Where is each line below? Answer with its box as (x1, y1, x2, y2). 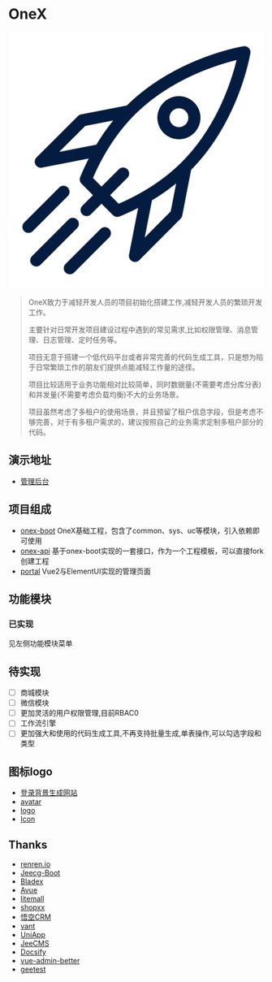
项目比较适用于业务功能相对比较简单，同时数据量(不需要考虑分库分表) (28, 379, 262, 389)
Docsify (19, 947, 47, 957)
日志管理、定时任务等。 (42, 335, 122, 344)
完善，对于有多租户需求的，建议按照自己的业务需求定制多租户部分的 (35, 417, 264, 426)
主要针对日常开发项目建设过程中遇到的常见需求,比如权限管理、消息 (28, 324, 252, 334)
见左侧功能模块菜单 (8, 638, 73, 648)
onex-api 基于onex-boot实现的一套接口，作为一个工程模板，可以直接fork (19, 546, 264, 556)
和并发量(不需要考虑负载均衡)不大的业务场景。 (28, 389, 184, 399)
